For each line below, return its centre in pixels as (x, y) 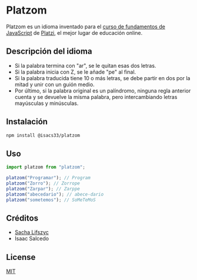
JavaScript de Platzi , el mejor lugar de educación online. (74, 32)
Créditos (22, 218)
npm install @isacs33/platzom (43, 135)
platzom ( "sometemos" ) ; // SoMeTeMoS (51, 200)
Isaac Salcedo (31, 239)
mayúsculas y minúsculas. (46, 103)
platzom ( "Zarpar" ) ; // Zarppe (43, 189)
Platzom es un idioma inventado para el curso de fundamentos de (86, 27)
